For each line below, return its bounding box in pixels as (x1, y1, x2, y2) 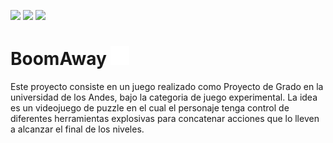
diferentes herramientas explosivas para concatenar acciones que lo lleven (10, 112, 320, 124)
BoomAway (10, 48, 107, 70)
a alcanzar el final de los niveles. (10, 123, 145, 135)
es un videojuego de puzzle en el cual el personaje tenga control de (10, 101, 290, 114)
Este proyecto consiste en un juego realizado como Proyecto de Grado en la (10, 80, 324, 92)
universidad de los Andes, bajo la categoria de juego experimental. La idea (10, 91, 318, 103)
